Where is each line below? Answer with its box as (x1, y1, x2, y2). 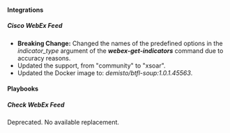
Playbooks (7, 84, 39, 93)
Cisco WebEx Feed (7, 22, 63, 30)
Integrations (7, 6, 44, 14)
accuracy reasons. (17, 54, 71, 62)
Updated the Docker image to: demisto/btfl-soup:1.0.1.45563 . (17, 68, 193, 77)
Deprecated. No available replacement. (7, 118, 120, 127)
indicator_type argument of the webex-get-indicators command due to (17, 46, 224, 55)
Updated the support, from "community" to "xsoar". (17, 61, 166, 70)
